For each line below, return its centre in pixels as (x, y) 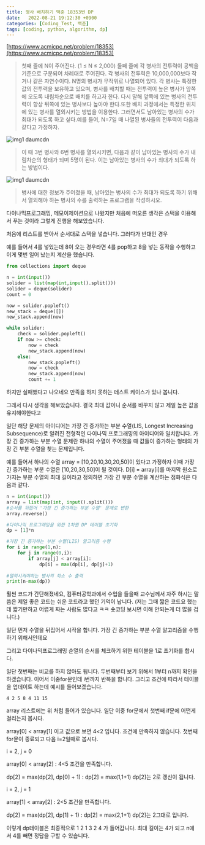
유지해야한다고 (24, 413)
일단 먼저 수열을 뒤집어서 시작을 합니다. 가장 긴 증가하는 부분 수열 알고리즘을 (97, 630)
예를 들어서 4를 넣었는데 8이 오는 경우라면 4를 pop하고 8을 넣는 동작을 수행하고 (101, 247)
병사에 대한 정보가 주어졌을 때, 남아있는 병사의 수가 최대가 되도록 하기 (104, 193)
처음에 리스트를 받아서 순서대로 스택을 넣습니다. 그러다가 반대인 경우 (87, 234)
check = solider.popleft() (52, 334)
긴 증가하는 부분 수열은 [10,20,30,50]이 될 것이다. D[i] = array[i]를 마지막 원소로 (102, 469)
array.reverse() (27, 513)
